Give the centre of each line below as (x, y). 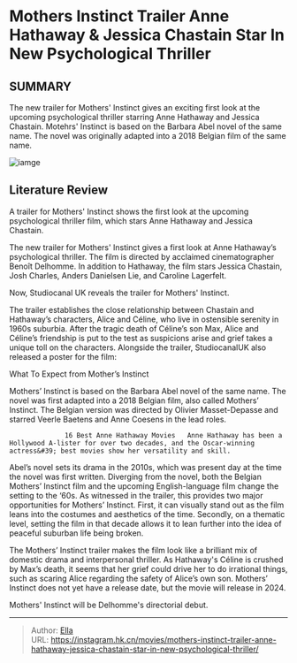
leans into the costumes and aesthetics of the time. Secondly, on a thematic (147, 514)
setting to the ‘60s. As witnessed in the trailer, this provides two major (136, 495)
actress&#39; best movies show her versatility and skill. (120, 451)
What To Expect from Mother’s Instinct (79, 374)
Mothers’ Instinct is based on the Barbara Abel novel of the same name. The (148, 391)
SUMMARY (41, 86)
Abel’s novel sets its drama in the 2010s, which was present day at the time (146, 467)
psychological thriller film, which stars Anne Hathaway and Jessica (131, 221)
